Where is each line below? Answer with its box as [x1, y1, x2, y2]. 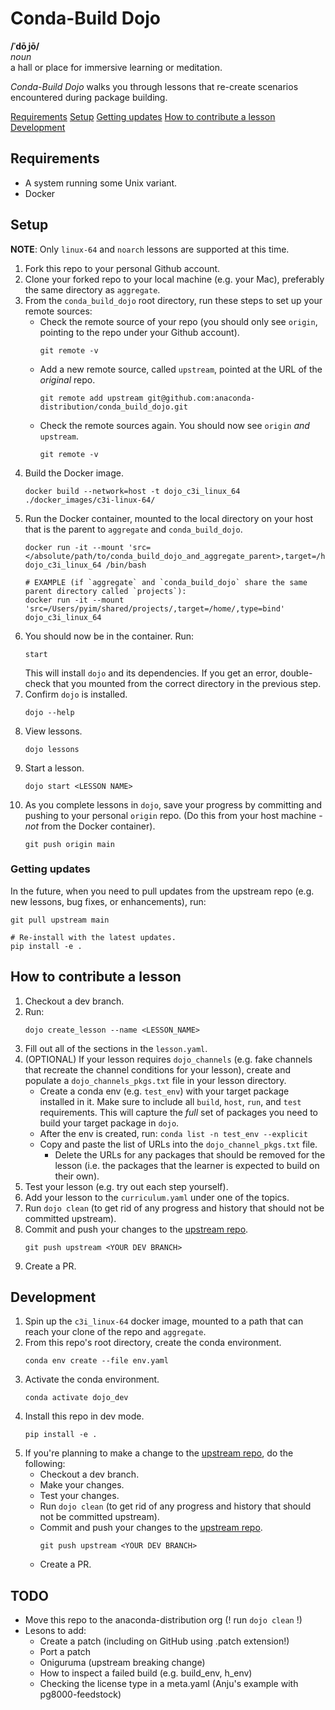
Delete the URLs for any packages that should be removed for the [54, 1148, 326, 1161]
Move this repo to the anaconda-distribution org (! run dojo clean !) [24, 1614, 303, 1626]
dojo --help [24, 707, 75, 717]
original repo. [39, 373, 96, 386]
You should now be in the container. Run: [24, 630, 195, 642]
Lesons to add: [24, 1625, 87, 1637]
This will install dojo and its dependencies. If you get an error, [24, 667, 278, 679]
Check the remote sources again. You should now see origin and [39, 419, 310, 431]
